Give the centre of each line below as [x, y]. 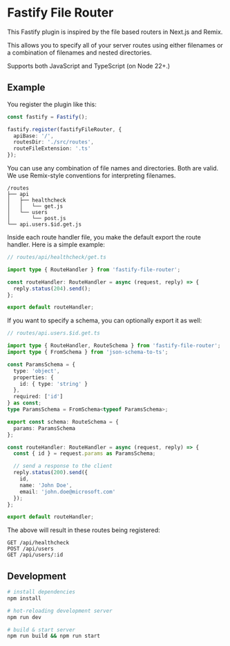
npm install [24, 598]
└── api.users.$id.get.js [44, 224]
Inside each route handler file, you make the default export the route [104, 237]
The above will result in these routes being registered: [84, 530]
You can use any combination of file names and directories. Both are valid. [113, 168]
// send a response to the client [63, 466]
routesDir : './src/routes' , [54, 142]
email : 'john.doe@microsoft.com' [68, 491]
